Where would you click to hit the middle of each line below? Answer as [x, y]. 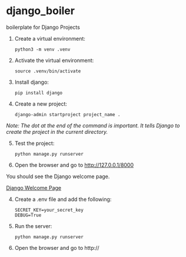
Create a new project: [41, 104]
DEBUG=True [28, 215]
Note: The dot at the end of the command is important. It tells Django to [93, 126]
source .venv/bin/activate [48, 71]
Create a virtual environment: [50, 38]
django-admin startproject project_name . [67, 114]
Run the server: [33, 226]
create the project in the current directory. [57, 131]
